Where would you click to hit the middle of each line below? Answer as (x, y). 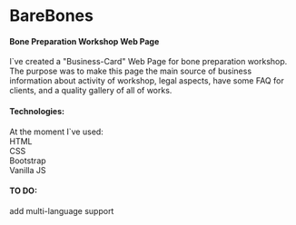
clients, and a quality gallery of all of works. (91, 91)
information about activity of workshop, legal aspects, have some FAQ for (147, 81)
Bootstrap (28, 161)
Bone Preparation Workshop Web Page (84, 41)
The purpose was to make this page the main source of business (131, 71)
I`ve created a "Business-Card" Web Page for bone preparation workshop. (148, 62)
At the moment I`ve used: (57, 132)
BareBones (51, 16)
